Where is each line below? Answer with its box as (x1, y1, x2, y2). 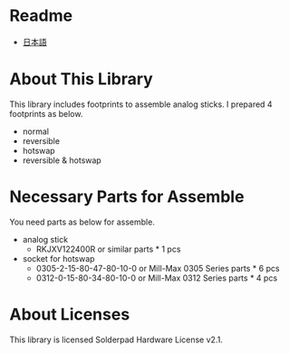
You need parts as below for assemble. (9, 216, 156, 227)
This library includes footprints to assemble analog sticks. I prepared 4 (9, 99, 274, 110)
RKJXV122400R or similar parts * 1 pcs (35, 244, 181, 254)
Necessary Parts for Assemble (9, 187, 245, 207)
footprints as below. (9, 108, 83, 119)
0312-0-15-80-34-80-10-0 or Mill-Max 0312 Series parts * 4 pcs (35, 273, 278, 283)
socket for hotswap (22, 253, 95, 263)
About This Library (9, 69, 154, 90)
